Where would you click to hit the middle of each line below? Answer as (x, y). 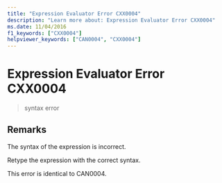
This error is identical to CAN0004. (57, 173)
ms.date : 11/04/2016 (37, 26)
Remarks (27, 130)
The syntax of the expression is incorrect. (67, 146)
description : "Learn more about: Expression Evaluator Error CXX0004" (111, 20)
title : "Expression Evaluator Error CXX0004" (74, 14)
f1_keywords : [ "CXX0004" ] (44, 33)
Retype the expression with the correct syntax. (74, 160)
